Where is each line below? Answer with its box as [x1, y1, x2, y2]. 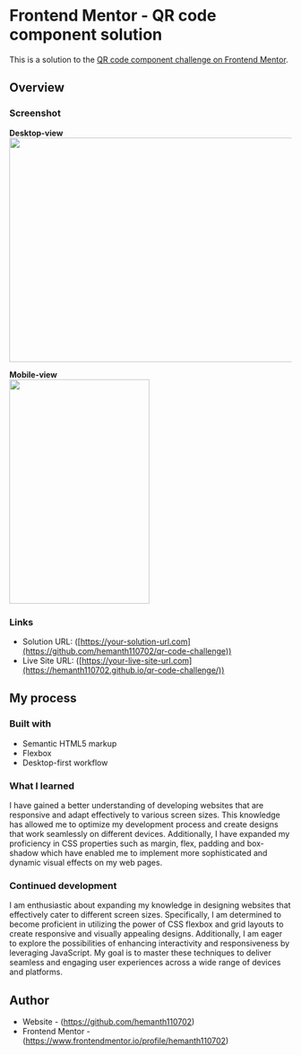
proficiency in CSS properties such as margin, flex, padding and [9, 838, 245, 849]
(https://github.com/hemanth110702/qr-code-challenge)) [21, 645, 232, 656]
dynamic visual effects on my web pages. [9, 857, 163, 868]
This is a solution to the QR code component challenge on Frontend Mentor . [9, 54, 288, 65]
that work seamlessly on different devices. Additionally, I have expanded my [9, 828, 290, 839]
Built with [9, 718, 52, 730]
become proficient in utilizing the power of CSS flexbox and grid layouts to [9, 919, 284, 929]
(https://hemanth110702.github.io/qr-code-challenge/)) [21, 665, 225, 676]
